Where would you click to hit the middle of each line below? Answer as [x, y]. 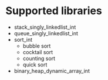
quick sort [35, 64]
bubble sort [37, 46]
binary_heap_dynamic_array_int [52, 71]
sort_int [23, 39]
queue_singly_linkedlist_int [46, 33]
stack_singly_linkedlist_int [45, 27]
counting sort [39, 58]
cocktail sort [38, 52]
